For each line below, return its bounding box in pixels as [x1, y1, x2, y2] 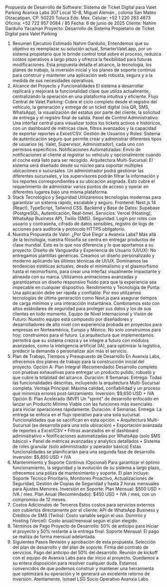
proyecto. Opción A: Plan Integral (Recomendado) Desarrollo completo [12, 364, 158, 370]
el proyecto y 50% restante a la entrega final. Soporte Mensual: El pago [12, 529, 160, 534]
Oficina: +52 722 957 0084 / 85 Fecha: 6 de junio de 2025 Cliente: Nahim [5, 20, 156, 26]
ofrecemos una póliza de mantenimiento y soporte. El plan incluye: [12, 470, 150, 476]
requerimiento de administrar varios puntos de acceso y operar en [12, 184, 149, 189]
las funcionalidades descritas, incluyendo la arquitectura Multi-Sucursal [12, 380, 160, 386]
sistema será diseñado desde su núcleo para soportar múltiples [12, 162, 143, 168]
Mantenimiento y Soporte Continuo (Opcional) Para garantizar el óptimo [12, 459, 160, 465]
